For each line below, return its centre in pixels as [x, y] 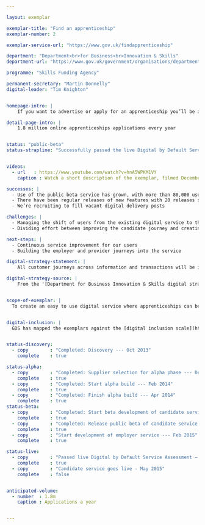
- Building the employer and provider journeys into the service [97, 251]
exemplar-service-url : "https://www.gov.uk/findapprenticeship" [90, 45]
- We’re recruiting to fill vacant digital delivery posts [88, 206]
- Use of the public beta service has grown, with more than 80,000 [101, 195]
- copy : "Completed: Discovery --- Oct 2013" [81, 350]
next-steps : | [24, 239]
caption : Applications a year [57, 502]
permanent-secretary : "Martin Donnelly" [59, 84]
